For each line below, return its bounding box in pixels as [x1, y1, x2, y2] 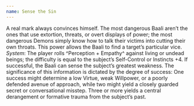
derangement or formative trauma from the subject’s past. [6, 93, 146, 100]
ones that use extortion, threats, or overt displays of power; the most [6, 30, 172, 38]
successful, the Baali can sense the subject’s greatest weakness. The [6, 62, 175, 69]
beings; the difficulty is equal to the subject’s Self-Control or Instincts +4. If [6, 56, 188, 63]
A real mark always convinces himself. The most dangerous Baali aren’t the [6, 25, 188, 32]
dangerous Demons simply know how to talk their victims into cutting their [6, 37, 186, 44]
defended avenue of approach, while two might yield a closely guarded [6, 80, 179, 88]
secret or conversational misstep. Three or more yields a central [6, 87, 162, 94]
